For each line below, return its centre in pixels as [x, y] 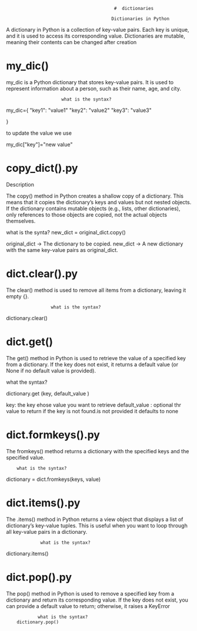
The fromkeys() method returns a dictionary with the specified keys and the [98, 451]
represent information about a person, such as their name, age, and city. [94, 88]
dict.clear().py [42, 274]
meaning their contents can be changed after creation [71, 42]
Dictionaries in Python [140, 19]
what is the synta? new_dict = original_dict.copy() [66, 232]
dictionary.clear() [27, 318]
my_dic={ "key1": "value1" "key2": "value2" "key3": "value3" [79, 110]
